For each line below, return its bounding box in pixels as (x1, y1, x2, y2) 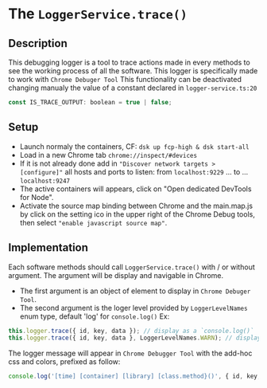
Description (8, 37, 68, 50)
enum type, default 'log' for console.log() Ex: (19, 312, 170, 321)
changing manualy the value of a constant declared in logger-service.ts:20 (8, 83, 257, 92)
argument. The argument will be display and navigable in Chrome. (8, 270, 224, 280)
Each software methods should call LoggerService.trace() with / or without (8, 262, 256, 272)
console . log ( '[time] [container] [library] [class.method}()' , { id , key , (8, 372, 261, 381)
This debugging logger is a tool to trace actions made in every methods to (8, 57, 250, 67)
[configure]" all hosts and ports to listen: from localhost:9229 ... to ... (19, 167, 249, 176)
